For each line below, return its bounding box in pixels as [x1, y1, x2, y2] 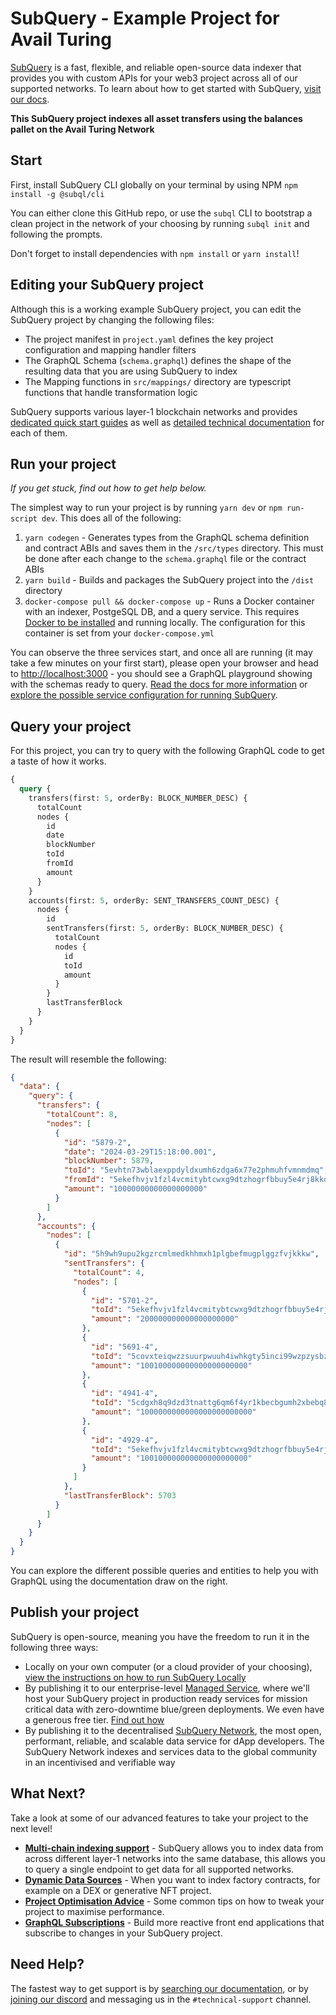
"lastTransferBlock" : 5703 [63, 1490, 177, 1501]
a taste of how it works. [10, 755, 107, 767]
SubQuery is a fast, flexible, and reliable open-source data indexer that [10, 61, 302, 73]
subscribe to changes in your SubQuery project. [24, 1927, 223, 1939]
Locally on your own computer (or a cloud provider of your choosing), [24, 1660, 313, 1672]
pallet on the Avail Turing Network [10, 123, 155, 135]
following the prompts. [10, 228, 103, 240]
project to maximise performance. [24, 1905, 165, 1917]
